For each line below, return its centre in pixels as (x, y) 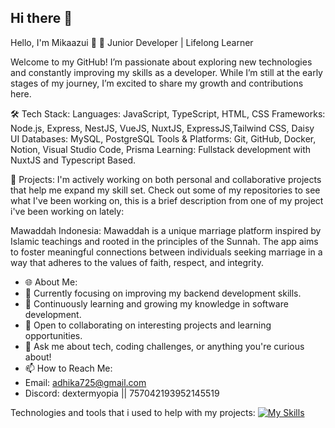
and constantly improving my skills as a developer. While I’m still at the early (166, 72)
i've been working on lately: (67, 211)
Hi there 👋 (41, 18)
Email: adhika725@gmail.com (85, 382)
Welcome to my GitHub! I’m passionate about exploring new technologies (161, 62)
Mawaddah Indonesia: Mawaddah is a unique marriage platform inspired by (166, 230)
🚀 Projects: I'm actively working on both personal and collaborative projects (166, 179)
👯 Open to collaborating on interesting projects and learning (148, 325)
